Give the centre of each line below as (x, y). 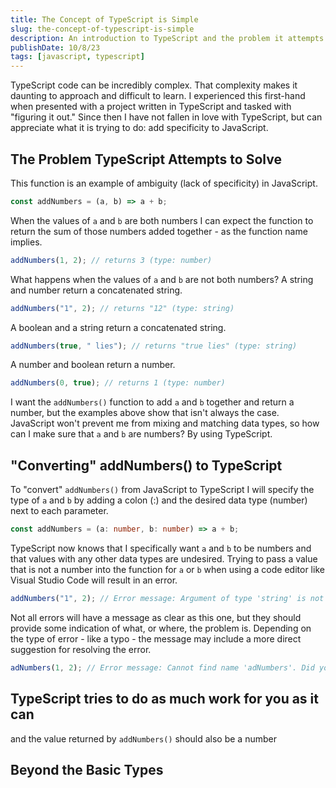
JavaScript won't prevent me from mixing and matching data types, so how (165, 423)
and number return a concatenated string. (96, 290)
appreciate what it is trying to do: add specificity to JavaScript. (139, 128)
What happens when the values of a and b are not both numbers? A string (162, 279)
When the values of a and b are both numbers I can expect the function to (162, 220)
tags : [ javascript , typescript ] (77, 57)
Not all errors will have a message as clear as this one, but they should (156, 617)
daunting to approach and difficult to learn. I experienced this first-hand (158, 96)
